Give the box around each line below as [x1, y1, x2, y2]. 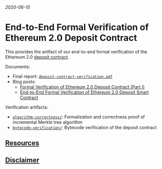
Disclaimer [5, 156, 39, 164]
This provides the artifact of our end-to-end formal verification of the [5, 48, 147, 54]
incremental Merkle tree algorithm [12, 119, 82, 125]
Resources [5, 139, 39, 148]
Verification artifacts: [5, 104, 48, 110]
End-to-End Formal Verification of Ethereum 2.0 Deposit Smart [19, 89, 149, 95]
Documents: [5, 63, 30, 69]
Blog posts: [12, 78, 36, 84]
